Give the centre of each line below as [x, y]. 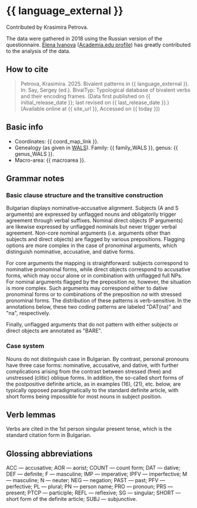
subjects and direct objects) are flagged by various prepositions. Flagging [96, 239]
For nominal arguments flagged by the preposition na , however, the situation [98, 282]
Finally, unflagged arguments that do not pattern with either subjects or [92, 325]
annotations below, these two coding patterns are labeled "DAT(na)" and [94, 307]
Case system [25, 346]
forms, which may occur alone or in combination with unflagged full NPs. [94, 276]
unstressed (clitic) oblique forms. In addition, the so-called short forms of [95, 377]
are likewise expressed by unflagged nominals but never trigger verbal [91, 227]
